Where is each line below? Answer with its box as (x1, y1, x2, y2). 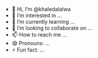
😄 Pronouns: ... (11, 40, 50, 47)
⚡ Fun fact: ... (11, 46, 45, 53)
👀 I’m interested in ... (11, 12, 62, 19)
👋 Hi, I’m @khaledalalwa (11, 6, 71, 12)
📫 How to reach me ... (11, 31, 67, 38)
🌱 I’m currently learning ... (11, 18, 75, 25)
